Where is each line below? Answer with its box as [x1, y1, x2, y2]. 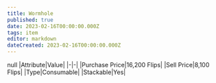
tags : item [7, 29, 38, 36]
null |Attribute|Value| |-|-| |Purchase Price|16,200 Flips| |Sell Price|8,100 [7, 61, 210, 69]
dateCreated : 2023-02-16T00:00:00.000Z [7, 42, 121, 49]
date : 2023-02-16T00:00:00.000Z [7, 23, 99, 29]
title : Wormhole [7, 10, 53, 17]
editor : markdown [7, 36, 57, 43]
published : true [7, 16, 53, 23]
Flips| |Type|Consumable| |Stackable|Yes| [7, 68, 126, 76]
